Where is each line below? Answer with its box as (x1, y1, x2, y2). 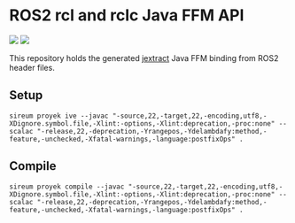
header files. (9, 62, 55, 73)
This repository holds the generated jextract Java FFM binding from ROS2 (9, 52, 279, 63)
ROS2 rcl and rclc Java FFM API (9, 5, 245, 26)
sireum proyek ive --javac (9, 111, 109, 120)
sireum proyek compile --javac (9, 182, 125, 191)
